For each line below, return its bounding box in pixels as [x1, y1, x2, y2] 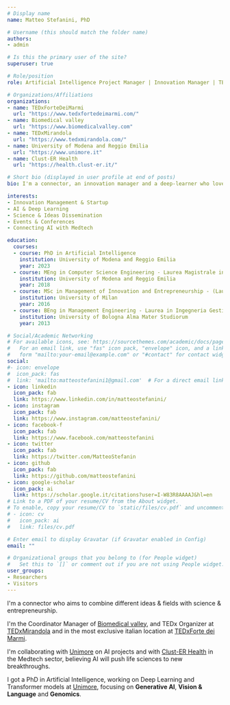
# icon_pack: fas [7, 370, 60, 377]
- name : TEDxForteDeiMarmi [7, 104, 84, 111]
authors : [7, 35, 32, 42]
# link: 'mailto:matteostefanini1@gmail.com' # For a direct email [7, 377, 210, 384]
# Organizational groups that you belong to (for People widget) [7, 555, 197, 562]
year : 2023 [19, 262, 51, 270]
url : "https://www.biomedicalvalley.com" [13, 123, 133, 130]
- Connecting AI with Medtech [7, 224, 94, 232]
